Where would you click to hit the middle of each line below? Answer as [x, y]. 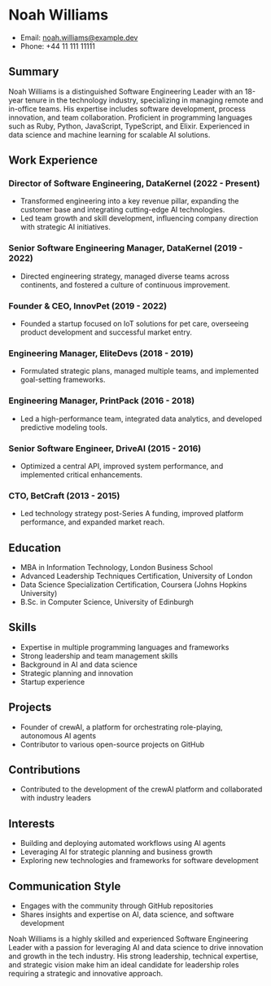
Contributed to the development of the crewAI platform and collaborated [141, 789]
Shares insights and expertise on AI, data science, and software [127, 914]
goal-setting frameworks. [63, 379]
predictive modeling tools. [64, 427]
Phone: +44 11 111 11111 [57, 46]
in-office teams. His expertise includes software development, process [127, 108]
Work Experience [53, 160]
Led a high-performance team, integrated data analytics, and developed [141, 419]
